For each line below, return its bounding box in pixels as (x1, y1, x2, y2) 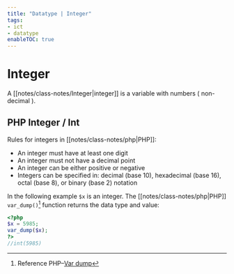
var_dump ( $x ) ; (7, 227, 49, 234)
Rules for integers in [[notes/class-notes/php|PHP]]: (7, 135, 157, 144)
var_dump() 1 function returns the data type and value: (7, 199, 160, 209)
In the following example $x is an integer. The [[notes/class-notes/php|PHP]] (7, 192, 226, 200)
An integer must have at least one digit (17, 149, 129, 157)
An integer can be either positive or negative (17, 163, 146, 172)
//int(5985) (7, 240, 42, 248)
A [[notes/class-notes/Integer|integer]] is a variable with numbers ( (7, 89, 200, 98)
